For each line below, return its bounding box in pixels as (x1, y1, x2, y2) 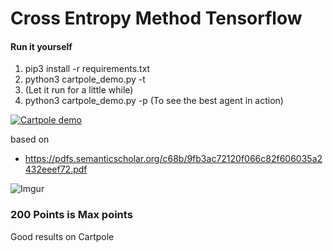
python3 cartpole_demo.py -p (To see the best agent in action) (24, 95, 284, 107)
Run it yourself (10, 40, 73, 52)
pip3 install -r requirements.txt (24, 63, 151, 75)
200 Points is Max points (10, 208, 133, 222)
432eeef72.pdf (24, 163, 88, 176)
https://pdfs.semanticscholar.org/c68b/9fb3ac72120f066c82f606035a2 (24, 153, 323, 165)
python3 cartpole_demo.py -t (24, 73, 146, 86)
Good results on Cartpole (10, 230, 115, 242)
